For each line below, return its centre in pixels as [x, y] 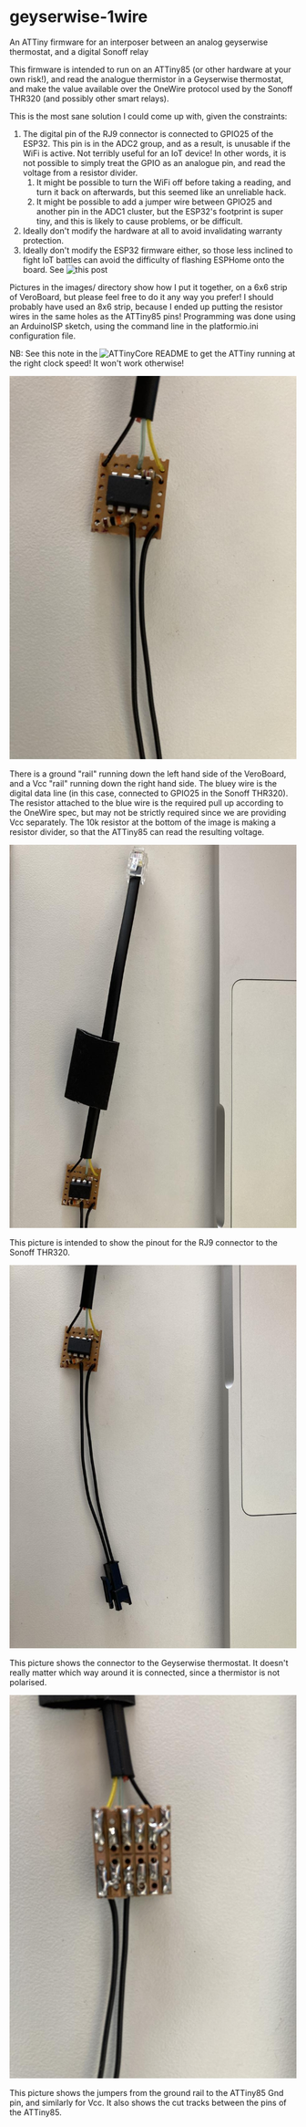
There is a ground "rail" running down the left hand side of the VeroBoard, [148, 774]
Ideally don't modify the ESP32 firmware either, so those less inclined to [158, 250]
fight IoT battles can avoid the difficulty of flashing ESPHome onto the [153, 260]
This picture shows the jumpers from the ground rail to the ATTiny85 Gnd [147, 2092]
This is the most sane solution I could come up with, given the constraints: [148, 116]
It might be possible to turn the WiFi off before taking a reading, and [163, 182]
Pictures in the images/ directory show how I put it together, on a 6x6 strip [148, 287]
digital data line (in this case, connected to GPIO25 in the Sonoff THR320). [149, 793]
